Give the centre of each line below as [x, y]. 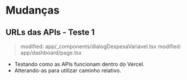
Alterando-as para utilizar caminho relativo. [68, 71]
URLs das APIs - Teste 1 [50, 32]
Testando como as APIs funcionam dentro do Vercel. [79, 64]
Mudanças [33, 10]
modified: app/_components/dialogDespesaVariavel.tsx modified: [101, 46]
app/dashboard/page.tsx [51, 53]
